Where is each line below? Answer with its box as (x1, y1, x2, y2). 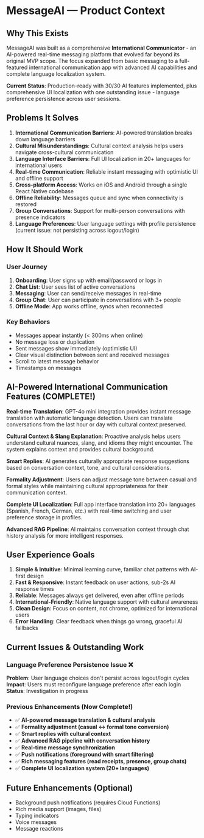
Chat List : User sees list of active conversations (15, 283, 136, 291)
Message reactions (15, 825, 64, 832)
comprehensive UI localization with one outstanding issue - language (6, 89, 180, 95)
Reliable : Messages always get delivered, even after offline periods (15, 591, 185, 599)
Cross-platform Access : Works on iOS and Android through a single (15, 181, 188, 188)
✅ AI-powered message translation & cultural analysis (15, 716, 155, 724)
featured (6, 64, 28, 71)
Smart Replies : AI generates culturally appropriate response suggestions (6, 457, 190, 465)
